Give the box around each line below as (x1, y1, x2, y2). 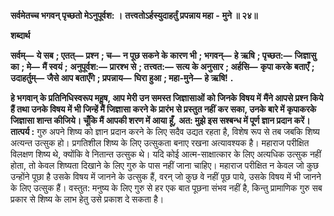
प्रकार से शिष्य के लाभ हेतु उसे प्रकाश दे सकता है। (10, 193, 165, 205)
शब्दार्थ (10, 30, 31, 41)
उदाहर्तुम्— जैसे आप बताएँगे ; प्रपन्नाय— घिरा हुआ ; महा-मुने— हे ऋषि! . (10, 72, 234, 84)
